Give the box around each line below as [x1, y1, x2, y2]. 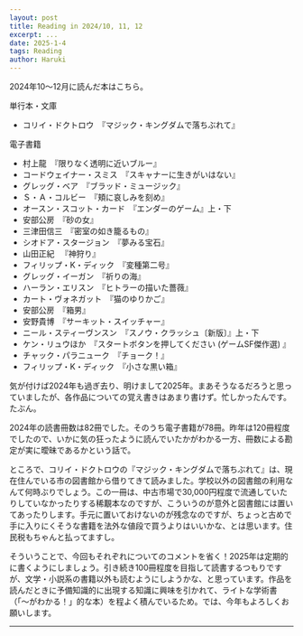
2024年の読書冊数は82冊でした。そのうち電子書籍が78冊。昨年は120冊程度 [9, 422, 290, 433]
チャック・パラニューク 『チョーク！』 [22, 350, 170, 360]
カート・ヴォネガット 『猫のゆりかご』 [22, 294, 170, 304]
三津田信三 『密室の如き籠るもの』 [22, 226, 153, 236]
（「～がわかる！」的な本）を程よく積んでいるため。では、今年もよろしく [9, 596, 282, 606]
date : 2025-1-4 [9, 38, 67, 48]
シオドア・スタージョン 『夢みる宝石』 [22, 237, 170, 248]
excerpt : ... [9, 30, 59, 39]
